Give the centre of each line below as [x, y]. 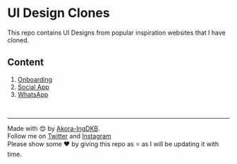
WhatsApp [33, 94]
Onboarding [35, 79]
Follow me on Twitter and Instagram [59, 136]
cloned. [18, 40]
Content [26, 63]
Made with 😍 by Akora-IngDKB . [54, 128]
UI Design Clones [59, 13]
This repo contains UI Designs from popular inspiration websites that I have [116, 33]
